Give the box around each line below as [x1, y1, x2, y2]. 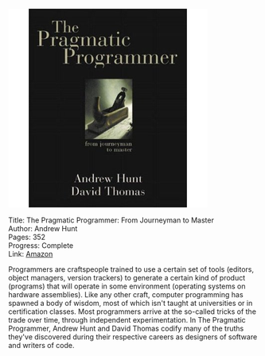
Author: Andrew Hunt [8, 224, 78, 233]
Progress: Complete [8, 241, 74, 250]
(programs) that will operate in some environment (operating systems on [8, 281, 246, 291]
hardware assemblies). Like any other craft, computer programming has [8, 290, 244, 299]
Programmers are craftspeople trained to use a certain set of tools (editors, [8, 265, 255, 274]
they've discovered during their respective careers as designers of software [8, 332, 258, 342]
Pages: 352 [8, 232, 46, 242]
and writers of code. [8, 341, 75, 350]
